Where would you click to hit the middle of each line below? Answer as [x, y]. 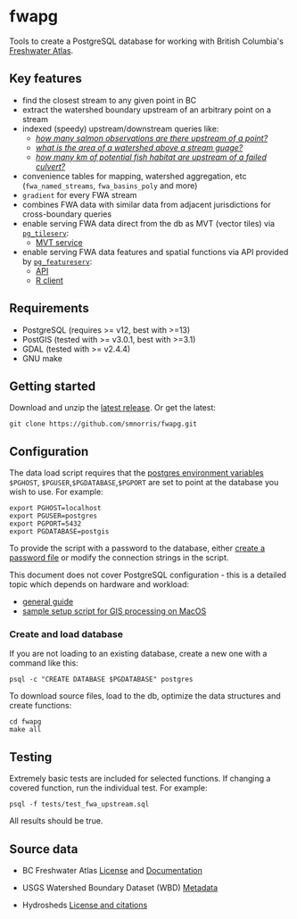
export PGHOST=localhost [55, 509]
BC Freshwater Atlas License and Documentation [112, 871]
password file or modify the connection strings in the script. [119, 558]
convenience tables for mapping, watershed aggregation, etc [134, 176]
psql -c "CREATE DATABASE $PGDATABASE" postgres [101, 680]
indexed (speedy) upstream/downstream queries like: [120, 128]
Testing [31, 757]
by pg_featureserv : [57, 261]
